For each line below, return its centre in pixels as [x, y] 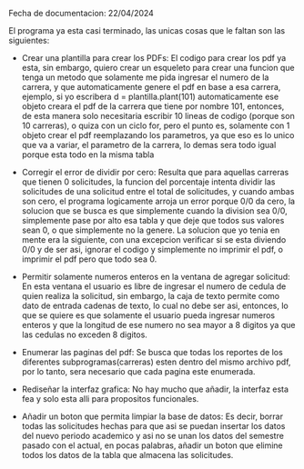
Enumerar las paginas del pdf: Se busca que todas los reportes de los [152, 352]
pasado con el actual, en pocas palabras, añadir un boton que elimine [152, 445]
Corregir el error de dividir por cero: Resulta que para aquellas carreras [155, 172]
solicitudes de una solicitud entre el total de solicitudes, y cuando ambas [158, 191]
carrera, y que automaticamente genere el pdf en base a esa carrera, [151, 87]
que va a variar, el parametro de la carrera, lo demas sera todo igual [149, 145]
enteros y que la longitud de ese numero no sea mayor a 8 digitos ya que [158, 325]
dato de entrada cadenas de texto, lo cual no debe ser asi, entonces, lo [155, 305]
